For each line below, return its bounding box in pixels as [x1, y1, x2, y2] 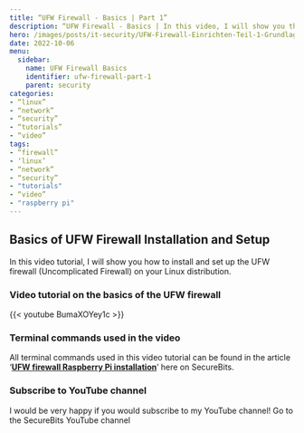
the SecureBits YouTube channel [9, 414, 131, 426]
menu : [9, 47, 30, 56]
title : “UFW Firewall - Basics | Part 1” [9, 13, 168, 23]
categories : [9, 89, 54, 98]
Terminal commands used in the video [9, 332, 181, 344]
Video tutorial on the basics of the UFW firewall [9, 288, 222, 301]
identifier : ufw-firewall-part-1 [25, 72, 152, 82]
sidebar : [17, 55, 51, 64]
